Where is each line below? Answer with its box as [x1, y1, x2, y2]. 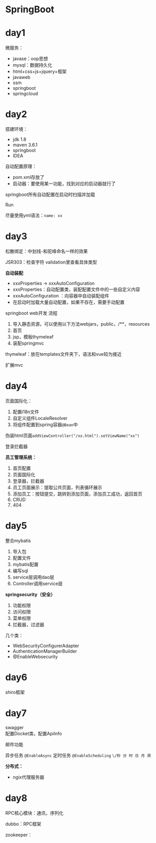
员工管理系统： [5, 454, 37, 460]
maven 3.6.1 [12, 142, 38, 148]
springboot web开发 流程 [5, 310, 58, 316]
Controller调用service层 [12, 580, 63, 587]
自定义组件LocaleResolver [12, 415, 68, 421]
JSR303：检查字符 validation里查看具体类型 [5, 259, 97, 265]
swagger [5, 724, 24, 730]
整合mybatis [5, 537, 31, 544]
